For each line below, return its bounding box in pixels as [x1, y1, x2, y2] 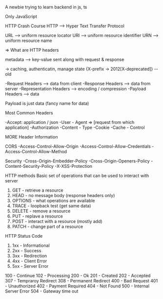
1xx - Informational [12, 242, 50, 248]
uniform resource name [5, 38, 52, 43]
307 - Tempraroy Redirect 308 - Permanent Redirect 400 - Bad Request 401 [5, 278, 158, 283]
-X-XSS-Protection [54, 163, 93, 169]
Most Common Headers [5, 110, 53, 116]
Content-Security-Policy [5, 163, 54, 169]
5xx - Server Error [12, 263, 49, 269]
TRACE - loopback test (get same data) [12, 203, 91, 209]
